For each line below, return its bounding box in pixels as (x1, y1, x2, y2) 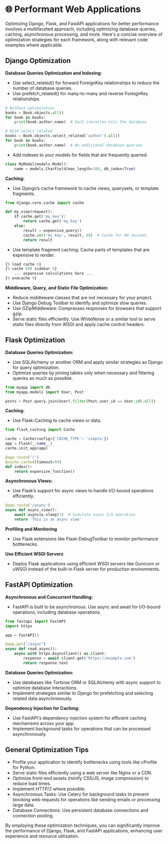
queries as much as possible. (12, 375, 73, 381)
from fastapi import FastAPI (5, 619, 66, 624)
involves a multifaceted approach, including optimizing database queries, (5, 26, 156, 32)
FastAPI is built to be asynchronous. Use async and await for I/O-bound (12, 604, 161, 610)
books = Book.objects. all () (5, 110, 64, 115)
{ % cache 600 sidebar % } (5, 266, 57, 272)
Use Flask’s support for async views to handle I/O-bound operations (12, 488, 154, 494)
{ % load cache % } (5, 262, 42, 267)
